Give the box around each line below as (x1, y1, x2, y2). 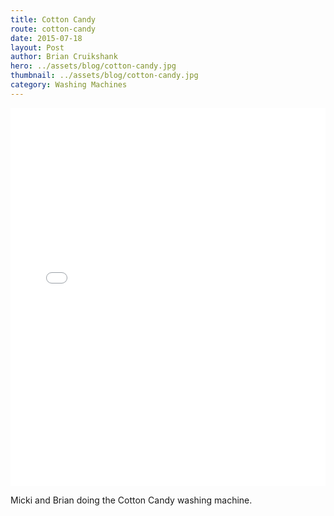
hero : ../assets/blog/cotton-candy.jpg (10, 61, 177, 71)
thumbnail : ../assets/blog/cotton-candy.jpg (10, 71, 199, 81)
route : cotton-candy (10, 24, 97, 34)
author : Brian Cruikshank (10, 52, 118, 62)
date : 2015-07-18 (10, 33, 83, 43)
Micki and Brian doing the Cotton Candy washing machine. (10, 494, 253, 506)
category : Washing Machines (10, 80, 128, 90)
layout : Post (10, 42, 65, 53)
